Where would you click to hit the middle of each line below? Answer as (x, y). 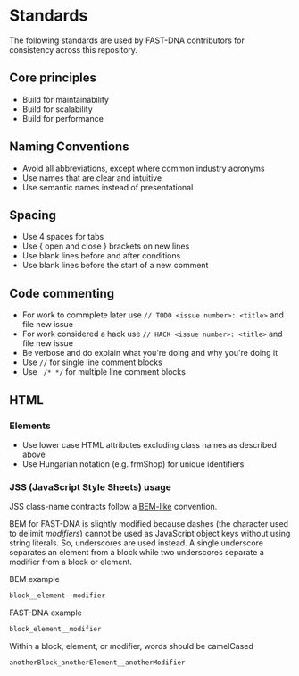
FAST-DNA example (46, 613)
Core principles (53, 78)
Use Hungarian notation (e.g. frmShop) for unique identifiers (133, 464)
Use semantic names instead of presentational (108, 187)
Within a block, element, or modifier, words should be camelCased (132, 646)
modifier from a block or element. (71, 562)
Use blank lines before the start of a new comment (115, 266)
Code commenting (62, 293)
